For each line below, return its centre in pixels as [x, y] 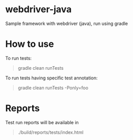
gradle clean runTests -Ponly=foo [53, 88]
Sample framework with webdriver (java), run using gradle [67, 23]
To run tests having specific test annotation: [52, 78]
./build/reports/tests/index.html [50, 132]
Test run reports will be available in [42, 122]
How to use [30, 44]
